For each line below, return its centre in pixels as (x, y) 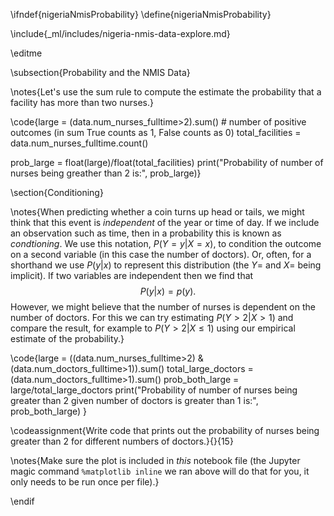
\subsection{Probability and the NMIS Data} (100, 72)
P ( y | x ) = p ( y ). (168, 291)
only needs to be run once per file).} (85, 482)
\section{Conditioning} (57, 192)
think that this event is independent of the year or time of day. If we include (165, 222)
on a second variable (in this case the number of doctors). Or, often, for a (161, 254)
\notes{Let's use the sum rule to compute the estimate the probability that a (166, 92)
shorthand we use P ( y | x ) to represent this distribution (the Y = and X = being (166, 265)
